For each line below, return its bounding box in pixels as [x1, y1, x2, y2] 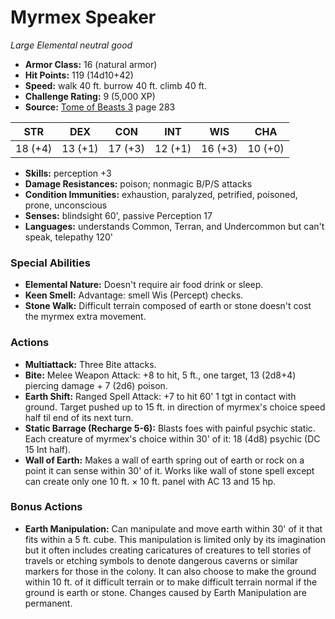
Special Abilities [10, 256, 91, 270]
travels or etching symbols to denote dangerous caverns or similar [24, 554, 299, 566]
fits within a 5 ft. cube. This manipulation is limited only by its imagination [24, 533, 326, 545]
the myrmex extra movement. [24, 311, 147, 323]
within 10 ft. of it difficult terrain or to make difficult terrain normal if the [24, 576, 318, 588]
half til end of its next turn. [24, 411, 134, 423]
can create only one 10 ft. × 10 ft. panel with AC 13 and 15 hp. [24, 475, 277, 487]
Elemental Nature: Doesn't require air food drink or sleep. [24, 279, 264, 291]
